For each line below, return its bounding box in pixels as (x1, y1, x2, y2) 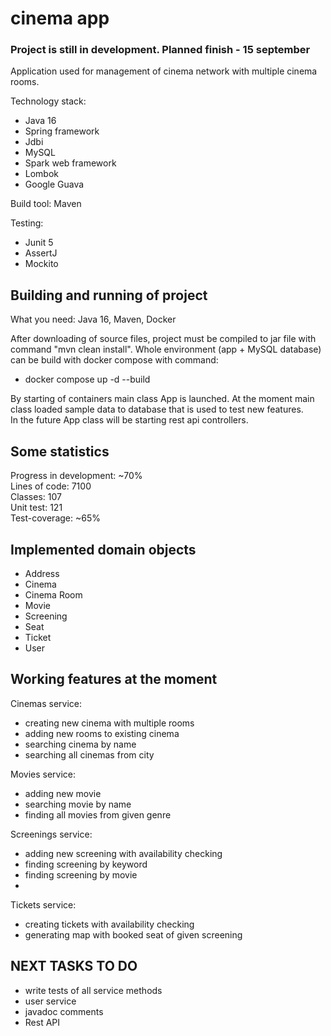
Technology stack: (10, 95, 87, 107)
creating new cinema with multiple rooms (24, 717, 195, 729)
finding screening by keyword (24, 858, 148, 870)
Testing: (10, 217, 44, 229)
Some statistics (10, 443, 110, 460)
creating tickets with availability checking (24, 918, 195, 930)
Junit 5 (24, 237, 54, 249)
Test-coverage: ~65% (10, 512, 101, 524)
